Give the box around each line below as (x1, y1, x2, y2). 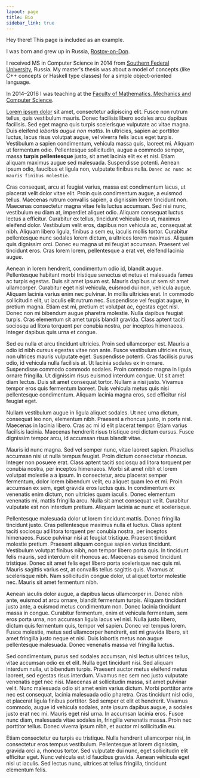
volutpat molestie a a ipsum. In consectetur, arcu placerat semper (6, 471, 168, 479)
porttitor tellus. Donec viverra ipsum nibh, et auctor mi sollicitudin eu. (6, 723, 176, 730)
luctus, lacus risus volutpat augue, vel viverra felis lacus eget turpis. (6, 134, 173, 141)
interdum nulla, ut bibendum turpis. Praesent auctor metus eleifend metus (6, 665, 187, 673)
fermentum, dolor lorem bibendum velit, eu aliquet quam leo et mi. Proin (6, 478, 183, 485)
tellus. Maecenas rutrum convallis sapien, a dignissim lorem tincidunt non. (6, 196, 188, 204)
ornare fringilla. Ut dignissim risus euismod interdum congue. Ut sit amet (6, 372, 184, 379)
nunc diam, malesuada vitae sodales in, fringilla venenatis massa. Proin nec (6, 716, 192, 723)
